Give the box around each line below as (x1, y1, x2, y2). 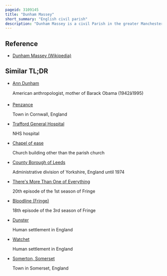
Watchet (12, 236, 30, 242)
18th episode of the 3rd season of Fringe (12, 207, 96, 213)
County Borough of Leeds (12, 159, 66, 165)
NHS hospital (12, 130, 40, 137)
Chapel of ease (12, 140, 44, 146)
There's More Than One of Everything (12, 178, 90, 184)
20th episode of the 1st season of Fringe (12, 188, 95, 194)
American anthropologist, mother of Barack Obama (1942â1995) (12, 90, 144, 96)
